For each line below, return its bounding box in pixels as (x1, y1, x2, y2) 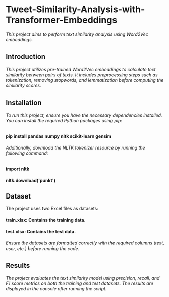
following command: (6, 150, 48, 156)
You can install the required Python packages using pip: (6, 118, 123, 124)
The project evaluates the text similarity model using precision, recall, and (6, 275, 160, 281)
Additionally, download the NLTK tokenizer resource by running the (6, 145, 145, 151)
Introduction (6, 52, 46, 61)
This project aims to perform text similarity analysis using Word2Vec (6, 31, 148, 37)
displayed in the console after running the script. (6, 286, 107, 292)
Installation (6, 98, 42, 107)
